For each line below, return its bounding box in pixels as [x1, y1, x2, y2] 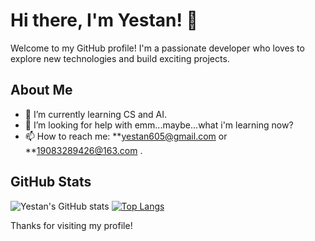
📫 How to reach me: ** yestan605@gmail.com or [24, 130, 228, 142]
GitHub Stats [10, 174, 92, 191]
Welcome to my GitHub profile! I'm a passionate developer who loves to [10, 42, 305, 54]
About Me [10, 82, 73, 99]
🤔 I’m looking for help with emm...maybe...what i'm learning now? [24, 119, 294, 131]
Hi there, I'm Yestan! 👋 [10, 9, 198, 32]
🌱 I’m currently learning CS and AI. [24, 108, 168, 120]
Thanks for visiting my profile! [10, 219, 133, 231]
